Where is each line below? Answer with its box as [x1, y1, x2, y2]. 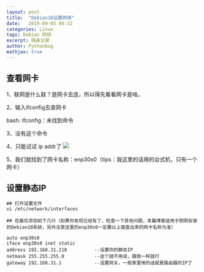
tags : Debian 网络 [6, 32, 52, 38]
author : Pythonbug [6, 43, 53, 50]
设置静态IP [6, 183, 47, 193]
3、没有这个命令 [6, 129, 48, 137]
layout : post [6, 9, 40, 15]
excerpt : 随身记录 [6, 37, 50, 43]
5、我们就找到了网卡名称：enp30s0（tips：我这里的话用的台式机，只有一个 [6, 156, 198, 163]
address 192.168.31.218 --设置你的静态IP [6, 247, 133, 253]
